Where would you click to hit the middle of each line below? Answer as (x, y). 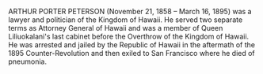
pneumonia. (28, 61)
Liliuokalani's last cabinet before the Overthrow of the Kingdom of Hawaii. (129, 36)
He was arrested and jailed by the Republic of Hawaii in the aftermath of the (132, 45)
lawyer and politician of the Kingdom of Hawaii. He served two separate (126, 20)
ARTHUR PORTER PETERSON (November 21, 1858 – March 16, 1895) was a (130, 11)
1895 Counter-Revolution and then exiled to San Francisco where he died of (131, 53)
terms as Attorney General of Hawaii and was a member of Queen (116, 28)
